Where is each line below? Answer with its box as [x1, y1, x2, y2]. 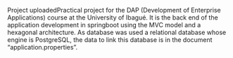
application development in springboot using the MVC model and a [7, 21, 201, 29]
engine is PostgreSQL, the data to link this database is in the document [7, 36, 213, 44]
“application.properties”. [7, 43, 78, 51]
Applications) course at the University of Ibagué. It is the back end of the [7, 13, 218, 22]
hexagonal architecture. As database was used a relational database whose [7, 28, 227, 36]
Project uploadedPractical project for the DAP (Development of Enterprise [7, 6, 221, 14]
